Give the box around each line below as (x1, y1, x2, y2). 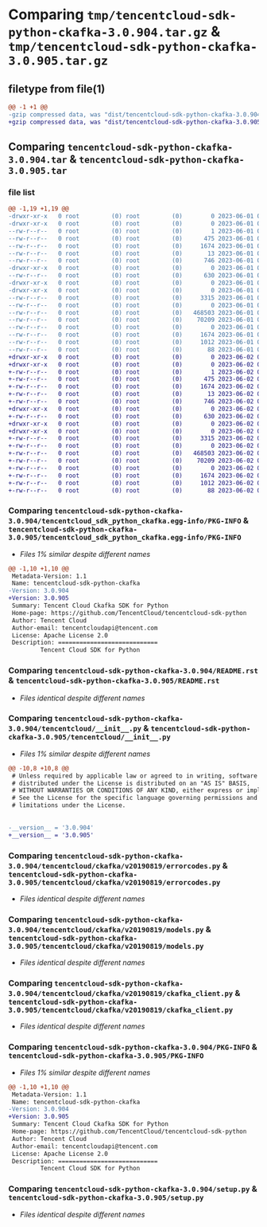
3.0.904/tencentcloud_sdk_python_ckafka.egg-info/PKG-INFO (8, 516, 242, 526)
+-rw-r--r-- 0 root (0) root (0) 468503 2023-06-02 (8, 449, 254, 457)
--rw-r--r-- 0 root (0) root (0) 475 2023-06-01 (8, 234, 254, 242)
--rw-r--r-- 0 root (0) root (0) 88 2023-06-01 (8, 345, 254, 354)
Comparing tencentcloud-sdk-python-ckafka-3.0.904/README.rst (8, 665, 258, 676)
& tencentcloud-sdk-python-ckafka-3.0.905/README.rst (8, 675, 220, 686)
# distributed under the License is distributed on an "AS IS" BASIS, (11, 779, 250, 787)
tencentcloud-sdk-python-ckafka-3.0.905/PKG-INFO (8, 1052, 204, 1060)
